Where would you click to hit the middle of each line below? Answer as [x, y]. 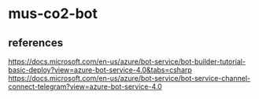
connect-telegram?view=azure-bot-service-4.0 [85, 86]
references [36, 43]
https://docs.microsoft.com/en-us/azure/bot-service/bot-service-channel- [129, 78]
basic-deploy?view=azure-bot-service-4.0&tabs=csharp [100, 70]
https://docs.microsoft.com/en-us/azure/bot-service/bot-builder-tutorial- [127, 61]
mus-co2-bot [53, 14]
